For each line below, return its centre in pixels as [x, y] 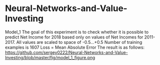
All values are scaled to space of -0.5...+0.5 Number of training [79, 42]
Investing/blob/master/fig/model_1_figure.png [50, 57]
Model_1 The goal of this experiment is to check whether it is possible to [77, 32]
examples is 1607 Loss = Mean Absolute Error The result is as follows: [75, 47]
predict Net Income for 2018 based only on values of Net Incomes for [74, 37]
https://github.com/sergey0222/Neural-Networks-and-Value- [66, 52]
